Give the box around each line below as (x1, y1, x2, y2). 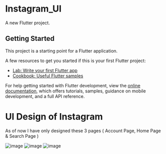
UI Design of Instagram (5, 111, 103, 122)
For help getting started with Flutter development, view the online (5, 82, 141, 88)
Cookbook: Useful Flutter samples (12, 73, 84, 79)
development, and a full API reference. (5, 93, 85, 99)
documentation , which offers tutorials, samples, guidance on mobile (5, 88, 146, 94)
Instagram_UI (5, 3, 62, 15)
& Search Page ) (5, 133, 39, 139)
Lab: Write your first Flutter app (12, 67, 78, 73)
